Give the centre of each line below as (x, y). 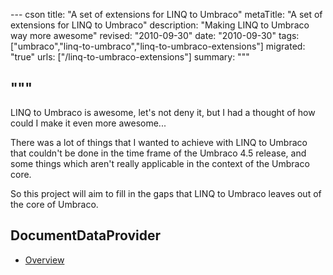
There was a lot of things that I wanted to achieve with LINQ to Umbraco (159, 142)
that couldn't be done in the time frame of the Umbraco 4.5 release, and (158, 153)
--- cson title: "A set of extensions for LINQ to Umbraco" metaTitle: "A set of (166, 14)
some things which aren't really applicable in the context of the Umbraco (160, 163)
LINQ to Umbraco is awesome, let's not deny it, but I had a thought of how (163, 112)
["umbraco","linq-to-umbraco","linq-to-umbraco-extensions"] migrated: (158, 46)
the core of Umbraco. (54, 204)
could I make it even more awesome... (88, 123)
